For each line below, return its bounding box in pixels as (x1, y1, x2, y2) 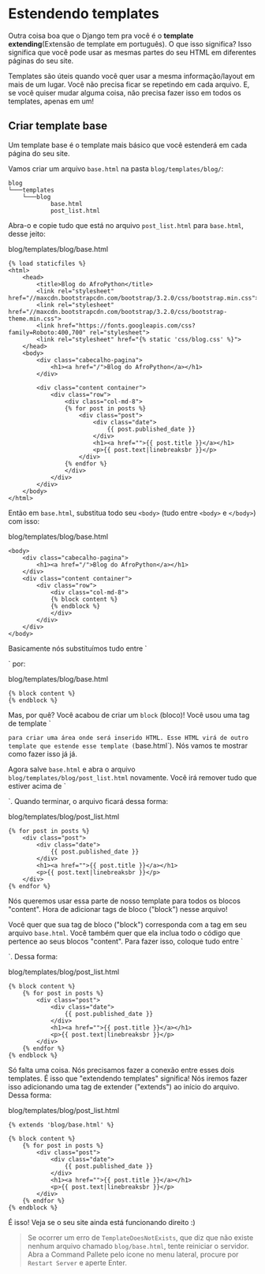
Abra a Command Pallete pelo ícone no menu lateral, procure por (27, 1250, 239, 1259)
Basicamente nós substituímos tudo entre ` (8, 644, 147, 653)
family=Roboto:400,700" (8, 328, 87, 336)
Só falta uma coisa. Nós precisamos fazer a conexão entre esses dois (8, 1065, 235, 1074)
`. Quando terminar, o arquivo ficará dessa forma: (8, 796, 168, 805)
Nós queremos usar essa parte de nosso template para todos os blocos (8, 896, 241, 906)
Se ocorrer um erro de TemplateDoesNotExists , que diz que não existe (27, 1232, 254, 1242)
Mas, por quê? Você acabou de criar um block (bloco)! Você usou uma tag (8, 710, 250, 719)
